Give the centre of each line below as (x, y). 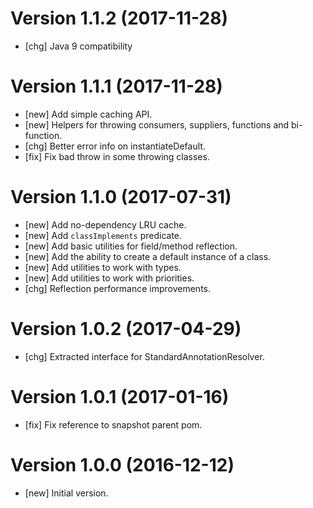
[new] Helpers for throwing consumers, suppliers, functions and (157, 124)
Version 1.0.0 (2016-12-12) (122, 464)
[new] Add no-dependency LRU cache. (105, 224)
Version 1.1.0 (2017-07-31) (121, 197)
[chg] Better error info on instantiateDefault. (115, 146)
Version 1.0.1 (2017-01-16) (120, 396)
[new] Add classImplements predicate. (103, 235)
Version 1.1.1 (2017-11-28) (116, 86)
